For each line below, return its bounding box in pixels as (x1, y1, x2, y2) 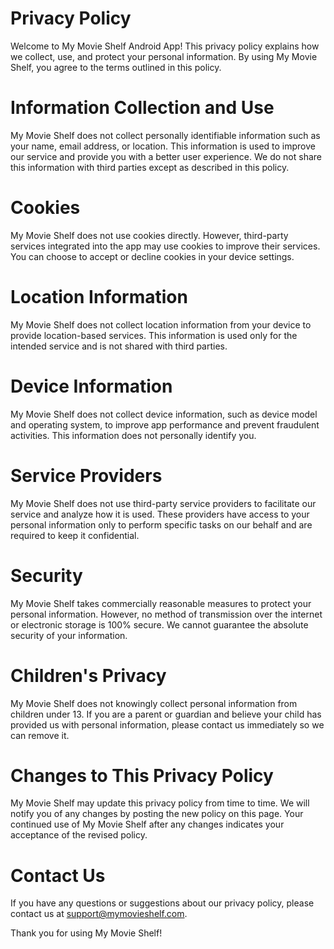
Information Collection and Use (10, 97, 275, 119)
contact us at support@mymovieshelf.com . (10, 908, 188, 920)
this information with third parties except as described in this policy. (10, 161, 290, 173)
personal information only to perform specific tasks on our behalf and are (10, 518, 313, 531)
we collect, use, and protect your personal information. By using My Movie (10, 50, 318, 62)
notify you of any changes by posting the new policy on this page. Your (10, 808, 304, 820)
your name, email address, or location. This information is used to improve (10, 140, 316, 152)
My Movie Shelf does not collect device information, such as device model (10, 408, 318, 420)
